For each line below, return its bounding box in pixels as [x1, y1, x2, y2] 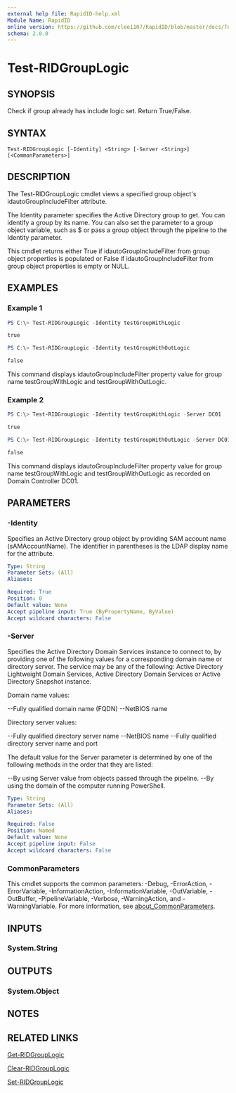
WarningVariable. [7, 902, 58, 911]
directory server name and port [7, 739, 98, 748]
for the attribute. [7, 549, 55, 558]
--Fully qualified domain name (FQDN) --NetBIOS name [7, 704, 168, 712]
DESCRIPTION [7, 171, 70, 183]
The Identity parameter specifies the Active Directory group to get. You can [7, 210, 225, 219]
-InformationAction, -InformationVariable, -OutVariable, [48, 887, 209, 895]
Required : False [7, 821, 55, 828]
